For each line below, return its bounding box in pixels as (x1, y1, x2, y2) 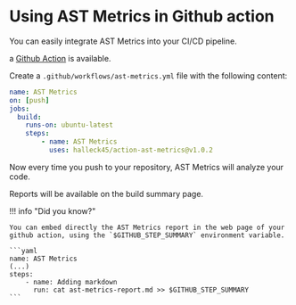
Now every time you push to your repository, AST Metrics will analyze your (9, 161, 284, 172)
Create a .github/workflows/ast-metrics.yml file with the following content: (9, 70, 288, 81)
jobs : (9, 104, 29, 113)
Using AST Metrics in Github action (9, 6, 275, 27)
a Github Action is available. (9, 53, 111, 63)
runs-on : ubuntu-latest (25, 120, 114, 130)
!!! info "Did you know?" (9, 205, 96, 216)
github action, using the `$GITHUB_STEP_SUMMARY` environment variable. (9, 230, 285, 240)
